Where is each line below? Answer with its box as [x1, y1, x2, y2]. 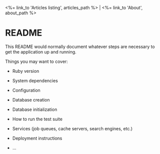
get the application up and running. [5, 49, 77, 54]
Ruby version [12, 68, 40, 74]
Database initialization [12, 106, 58, 112]
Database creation [12, 97, 50, 103]
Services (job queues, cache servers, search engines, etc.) [12, 125, 133, 131]
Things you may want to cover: [5, 58, 68, 64]
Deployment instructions [12, 135, 63, 141]
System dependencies [12, 77, 58, 84]
